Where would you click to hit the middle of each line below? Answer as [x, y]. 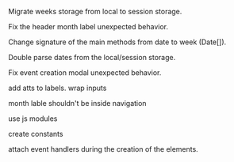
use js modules [33, 119]
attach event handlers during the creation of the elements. [103, 149]
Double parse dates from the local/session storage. [92, 57]
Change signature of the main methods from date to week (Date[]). [117, 42]
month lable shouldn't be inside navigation [77, 103]
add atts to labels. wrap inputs [58, 88]
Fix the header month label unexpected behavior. [88, 26]
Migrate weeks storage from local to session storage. [95, 11]
